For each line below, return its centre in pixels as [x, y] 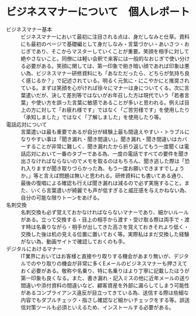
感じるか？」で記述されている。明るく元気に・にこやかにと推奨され [108, 80]
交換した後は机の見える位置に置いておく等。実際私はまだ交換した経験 [105, 234]
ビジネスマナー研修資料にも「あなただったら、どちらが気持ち [110, 73]
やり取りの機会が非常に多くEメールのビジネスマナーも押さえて [112, 263]
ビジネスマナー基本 [29, 29]
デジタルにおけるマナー [34, 249]
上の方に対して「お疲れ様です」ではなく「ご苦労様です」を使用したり [105, 109]
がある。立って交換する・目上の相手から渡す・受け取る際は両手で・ [103, 219]
